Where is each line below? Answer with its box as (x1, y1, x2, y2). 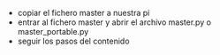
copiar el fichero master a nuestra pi (17, 8, 150, 18)
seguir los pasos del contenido (17, 35, 130, 46)
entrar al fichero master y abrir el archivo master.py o (17, 17, 212, 27)
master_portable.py (17, 27, 89, 36)
